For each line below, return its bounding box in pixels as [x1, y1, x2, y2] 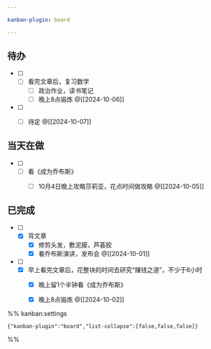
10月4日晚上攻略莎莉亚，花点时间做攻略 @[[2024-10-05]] [38, 182, 205, 190]
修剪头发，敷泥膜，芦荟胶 [38, 241, 112, 249]
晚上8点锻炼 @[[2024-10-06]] [38, 95, 124, 104]
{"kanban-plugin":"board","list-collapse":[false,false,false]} [7, 322, 198, 329]
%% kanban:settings [7, 309, 68, 318]
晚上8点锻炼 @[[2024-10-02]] [38, 295, 124, 304]
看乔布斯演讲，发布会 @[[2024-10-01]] [38, 249, 150, 257]
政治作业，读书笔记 [38, 86, 94, 94]
